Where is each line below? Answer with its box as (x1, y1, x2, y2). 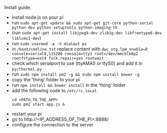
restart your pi (11, 111, 42, 117)
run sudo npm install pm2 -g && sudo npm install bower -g (11, 71, 140, 77)
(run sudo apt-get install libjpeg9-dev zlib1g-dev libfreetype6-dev (11, 30, 162, 35)
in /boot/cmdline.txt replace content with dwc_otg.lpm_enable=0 (11, 46, 148, 52)
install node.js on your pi (11, 14, 64, 20)
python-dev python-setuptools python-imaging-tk (11, 25, 118, 30)
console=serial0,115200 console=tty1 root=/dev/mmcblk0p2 (11, 51, 138, 56)
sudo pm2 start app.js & (11, 102, 65, 107)
